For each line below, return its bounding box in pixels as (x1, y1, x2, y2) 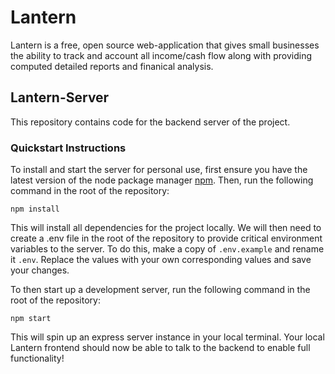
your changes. (10, 264, 70, 276)
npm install (10, 204, 60, 215)
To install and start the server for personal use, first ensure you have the (10, 164, 308, 176)
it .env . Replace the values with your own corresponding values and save (10, 254, 312, 266)
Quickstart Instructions (10, 141, 127, 155)
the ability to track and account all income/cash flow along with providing (10, 49, 313, 61)
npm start (10, 314, 52, 324)
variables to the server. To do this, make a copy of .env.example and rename (10, 243, 325, 255)
